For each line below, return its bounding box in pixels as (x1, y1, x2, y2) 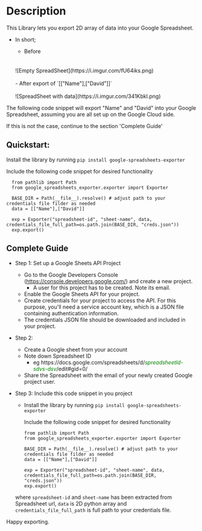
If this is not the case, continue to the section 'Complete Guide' (6, 122, 163, 129)
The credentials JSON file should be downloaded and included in (24, 316, 186, 323)
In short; (14, 36, 36, 43)
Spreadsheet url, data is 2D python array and (14, 500, 127, 507)
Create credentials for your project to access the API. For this (24, 297, 176, 304)
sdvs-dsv (33, 365, 57, 372)
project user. (24, 378, 55, 385)
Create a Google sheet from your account (24, 346, 128, 353)
